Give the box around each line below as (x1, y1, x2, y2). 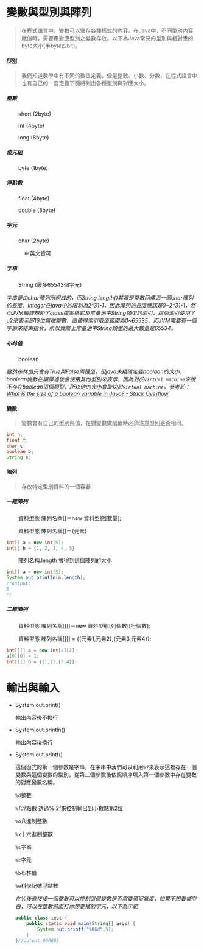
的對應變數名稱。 (15, 779, 58, 786)
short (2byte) (18, 110, 52, 118)
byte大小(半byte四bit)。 (21, 42, 81, 49)
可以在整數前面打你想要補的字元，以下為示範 (26, 902, 138, 910)
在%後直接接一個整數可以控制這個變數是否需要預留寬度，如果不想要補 (15, 895, 192, 902)
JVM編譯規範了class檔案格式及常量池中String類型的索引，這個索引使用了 (11, 309, 196, 317)
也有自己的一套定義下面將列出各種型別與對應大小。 (21, 80, 150, 87)
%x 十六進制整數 (15, 831, 54, 838)
